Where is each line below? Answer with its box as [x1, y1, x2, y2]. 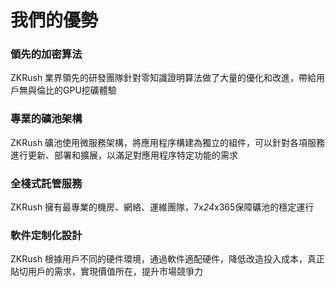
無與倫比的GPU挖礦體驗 [18, 84, 117, 96]
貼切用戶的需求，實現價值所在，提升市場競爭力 [10, 266, 203, 278]
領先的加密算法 [10, 47, 83, 61]
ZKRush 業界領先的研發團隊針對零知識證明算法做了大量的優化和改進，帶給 [10, 72, 317, 84]
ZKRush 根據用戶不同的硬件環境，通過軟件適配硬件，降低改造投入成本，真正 [10, 253, 326, 265]
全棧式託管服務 [10, 176, 83, 190]
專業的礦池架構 [10, 112, 83, 126]
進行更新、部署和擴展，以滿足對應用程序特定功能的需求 [10, 149, 238, 161]
